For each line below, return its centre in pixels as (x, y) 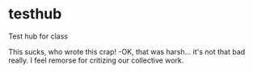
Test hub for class (38, 36)
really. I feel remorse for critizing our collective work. (96, 60)
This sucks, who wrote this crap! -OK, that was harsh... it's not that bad (127, 51)
